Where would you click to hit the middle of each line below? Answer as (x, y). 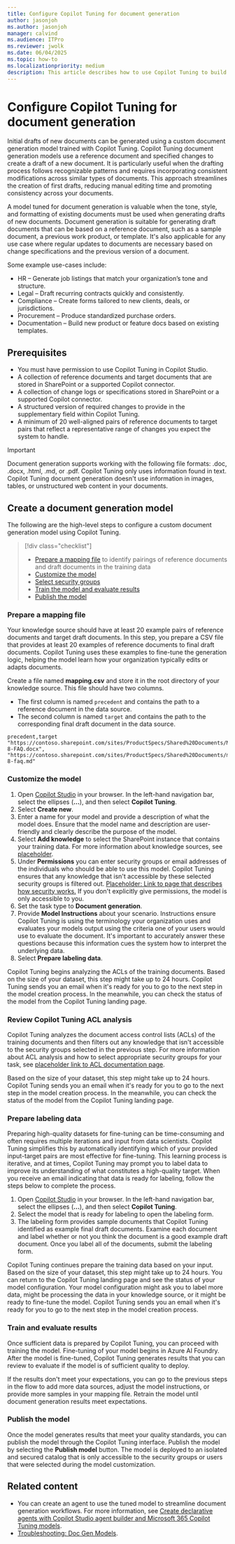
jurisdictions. (36, 308)
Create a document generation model (90, 508)
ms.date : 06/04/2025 (37, 53)
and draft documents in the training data (93, 567)
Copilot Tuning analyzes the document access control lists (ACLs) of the (111, 1034)
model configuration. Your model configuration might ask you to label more (115, 1287)
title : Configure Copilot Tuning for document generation (93, 14)
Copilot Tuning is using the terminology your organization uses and (114, 921)
